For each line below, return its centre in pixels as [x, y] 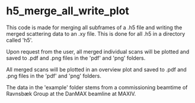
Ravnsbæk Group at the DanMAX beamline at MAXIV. [71, 93]
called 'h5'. [20, 40]
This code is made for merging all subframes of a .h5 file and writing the [94, 27]
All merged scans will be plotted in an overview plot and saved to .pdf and [96, 69]
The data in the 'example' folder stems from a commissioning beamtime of [97, 87]
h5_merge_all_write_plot [68, 11]
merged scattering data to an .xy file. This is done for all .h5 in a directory [96, 33]
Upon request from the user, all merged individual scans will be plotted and [98, 51]
